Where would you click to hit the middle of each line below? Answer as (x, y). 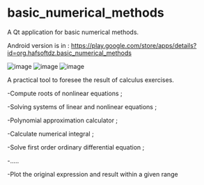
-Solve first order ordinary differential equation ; (76, 147)
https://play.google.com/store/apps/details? (134, 45)
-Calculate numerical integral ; (50, 134)
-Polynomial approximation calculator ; (63, 120)
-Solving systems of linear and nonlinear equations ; (82, 106)
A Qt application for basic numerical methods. (73, 32)
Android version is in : (38, 45)
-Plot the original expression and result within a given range (93, 174)
